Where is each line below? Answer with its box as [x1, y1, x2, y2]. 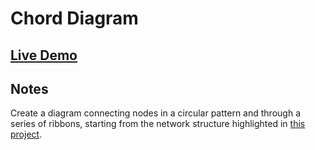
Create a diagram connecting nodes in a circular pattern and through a [10, 107, 301, 119]
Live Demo [10, 47, 78, 64]
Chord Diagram [10, 7, 139, 30]
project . [10, 128, 43, 141]
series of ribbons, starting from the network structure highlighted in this [10, 118, 306, 130]
